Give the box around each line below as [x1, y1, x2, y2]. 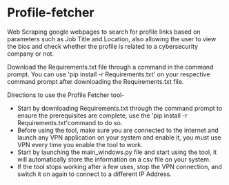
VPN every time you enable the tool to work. [17, 140, 143, 149]
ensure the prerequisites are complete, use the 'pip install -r [17, 111, 188, 120]
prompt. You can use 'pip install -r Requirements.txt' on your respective [7, 70, 210, 78]
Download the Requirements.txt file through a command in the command [7, 63, 214, 71]
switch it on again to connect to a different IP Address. [17, 170, 172, 178]
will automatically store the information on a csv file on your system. [17, 155, 211, 163]
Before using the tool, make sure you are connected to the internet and [17, 126, 219, 134]
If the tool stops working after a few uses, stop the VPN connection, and [17, 162, 222, 171]
